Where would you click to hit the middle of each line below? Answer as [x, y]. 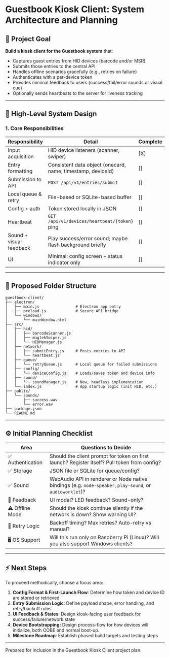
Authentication [25, 463]
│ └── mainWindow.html [36, 320]
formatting [20, 171]
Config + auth [24, 208]
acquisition [21, 156]
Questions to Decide [106, 448]
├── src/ [14, 324]
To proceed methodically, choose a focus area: [54, 583]
